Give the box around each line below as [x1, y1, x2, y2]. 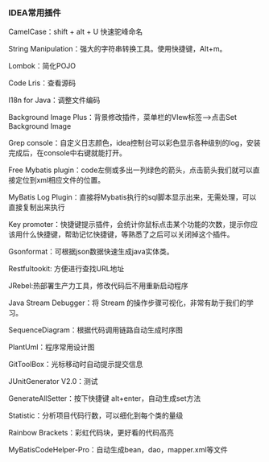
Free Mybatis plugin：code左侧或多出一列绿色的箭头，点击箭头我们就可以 [8, 165, 254, 175]
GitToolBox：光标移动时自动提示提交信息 [8, 360, 143, 369]
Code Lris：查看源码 [8, 78, 77, 88]
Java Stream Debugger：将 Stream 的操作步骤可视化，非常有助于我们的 [8, 298, 247, 307]
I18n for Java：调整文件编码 [8, 95, 101, 105]
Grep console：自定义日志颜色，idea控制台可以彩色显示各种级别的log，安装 [8, 138, 261, 148]
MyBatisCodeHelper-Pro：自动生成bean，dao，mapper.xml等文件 [8, 445, 228, 455]
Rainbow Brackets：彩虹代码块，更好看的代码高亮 [8, 428, 175, 438]
